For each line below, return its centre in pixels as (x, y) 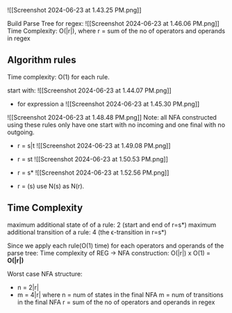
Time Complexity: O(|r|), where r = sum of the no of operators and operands (116, 31)
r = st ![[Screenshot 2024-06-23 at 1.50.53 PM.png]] (93, 159)
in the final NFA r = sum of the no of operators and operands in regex (116, 302)
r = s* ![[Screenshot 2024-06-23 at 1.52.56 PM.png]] (93, 172)
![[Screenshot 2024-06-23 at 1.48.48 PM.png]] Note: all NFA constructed (112, 117)
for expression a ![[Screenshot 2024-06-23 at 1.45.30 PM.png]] (108, 104)
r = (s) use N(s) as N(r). (51, 186)
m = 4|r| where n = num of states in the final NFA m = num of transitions (120, 294)
